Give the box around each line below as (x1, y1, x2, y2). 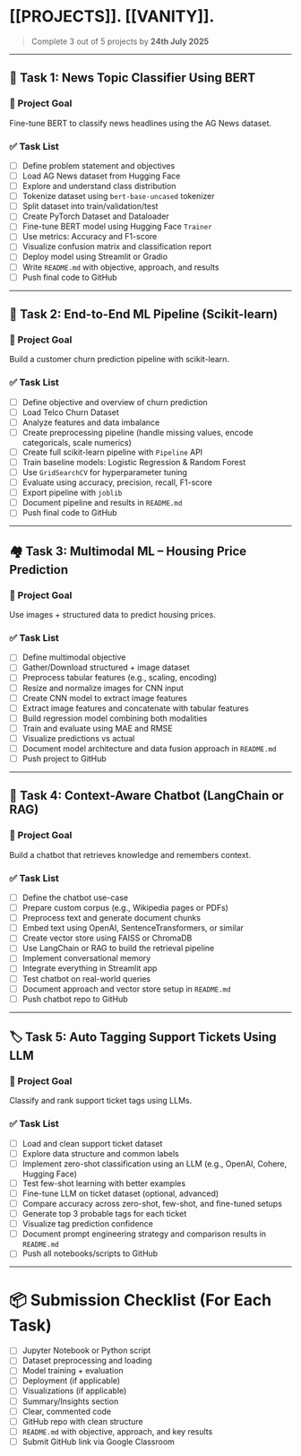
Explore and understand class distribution (21, 181, 176, 192)
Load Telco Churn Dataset (21, 406, 119, 418)
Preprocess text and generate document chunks (21, 913, 202, 923)
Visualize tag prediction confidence (21, 1218, 154, 1229)
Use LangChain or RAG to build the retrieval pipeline (21, 943, 215, 954)
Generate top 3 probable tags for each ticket (21, 1209, 187, 1219)
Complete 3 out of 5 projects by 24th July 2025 (30, 36, 209, 47)
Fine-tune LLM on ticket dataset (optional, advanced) (21, 1188, 219, 1199)
